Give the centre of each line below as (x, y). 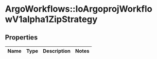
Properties (21, 37)
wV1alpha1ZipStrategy (51, 19)
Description (57, 51)
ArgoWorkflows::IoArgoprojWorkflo (79, 9)
